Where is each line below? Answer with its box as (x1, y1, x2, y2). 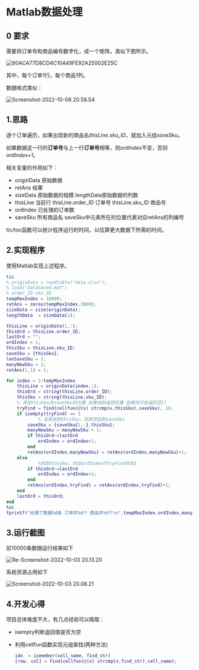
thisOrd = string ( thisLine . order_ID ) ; (17, 389, 113, 395)
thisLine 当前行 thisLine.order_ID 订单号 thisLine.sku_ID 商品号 (14, 199, 166, 206)
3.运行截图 (6, 527, 46, 537)
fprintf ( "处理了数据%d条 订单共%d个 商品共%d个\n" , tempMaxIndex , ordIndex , (6, 510, 182, 516)
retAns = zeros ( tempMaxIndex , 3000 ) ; (6, 301, 97, 307)
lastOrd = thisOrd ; (17, 493, 65, 499)
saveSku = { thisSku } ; (6, 350, 60, 356)
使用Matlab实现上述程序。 (6, 262, 70, 269)
